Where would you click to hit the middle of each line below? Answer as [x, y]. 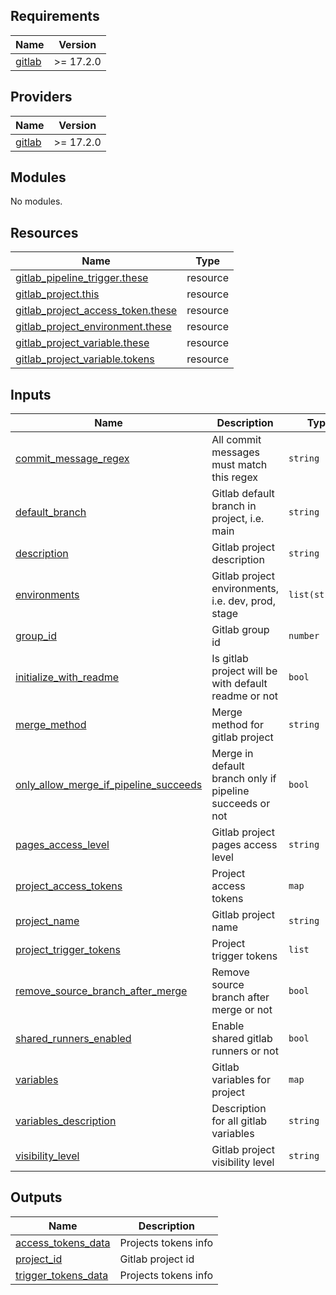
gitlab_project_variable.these [82, 343]
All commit [236, 440]
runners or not [245, 1051]
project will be [244, 671]
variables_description [66, 1121]
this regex [235, 477]
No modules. [36, 201]
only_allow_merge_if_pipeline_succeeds [109, 785]
